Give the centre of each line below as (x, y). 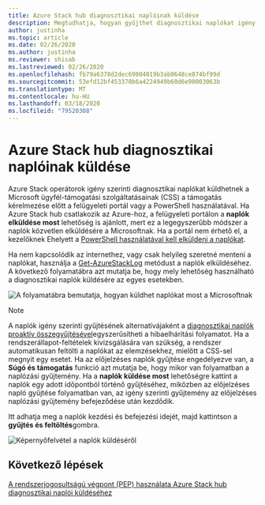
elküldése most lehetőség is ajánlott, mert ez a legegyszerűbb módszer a (128, 222)
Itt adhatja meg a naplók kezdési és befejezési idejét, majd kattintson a (123, 416)
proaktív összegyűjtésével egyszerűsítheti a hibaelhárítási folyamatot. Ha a (129, 334)
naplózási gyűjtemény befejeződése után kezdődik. (91, 401)
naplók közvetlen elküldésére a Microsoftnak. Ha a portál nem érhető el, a (128, 231)
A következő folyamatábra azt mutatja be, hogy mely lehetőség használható (131, 271)
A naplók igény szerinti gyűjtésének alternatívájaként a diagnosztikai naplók (131, 326)
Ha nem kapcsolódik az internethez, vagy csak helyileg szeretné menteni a (130, 254)
